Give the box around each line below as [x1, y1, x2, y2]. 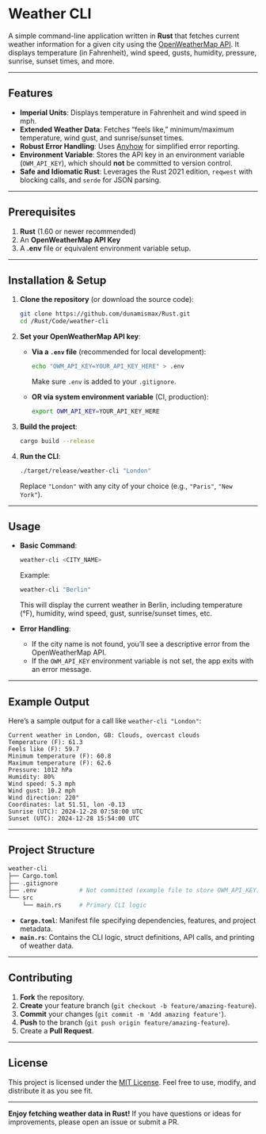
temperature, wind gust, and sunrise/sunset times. [19, 132, 184, 143]
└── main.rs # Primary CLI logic [22, 901, 147, 910]
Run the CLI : [19, 451, 61, 460]
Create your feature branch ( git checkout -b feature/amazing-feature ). [19, 1000, 257, 1010]
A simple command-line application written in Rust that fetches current [8, 31, 240, 40]
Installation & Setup [8, 273, 107, 287]
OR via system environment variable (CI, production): [31, 392, 209, 401]
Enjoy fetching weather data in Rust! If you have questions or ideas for [8, 1109, 241, 1118]
